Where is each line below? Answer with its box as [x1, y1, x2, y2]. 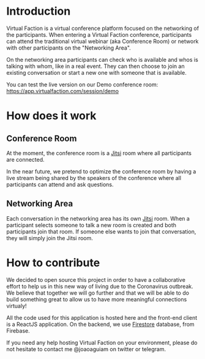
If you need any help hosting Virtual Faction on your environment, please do [6, 339, 198, 346]
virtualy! [6, 302, 27, 309]
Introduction [6, 4, 71, 18]
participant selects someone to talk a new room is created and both [6, 221, 176, 229]
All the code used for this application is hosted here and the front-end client [6, 314, 198, 321]
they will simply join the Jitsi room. [6, 234, 94, 241]
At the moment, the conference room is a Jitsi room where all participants [6, 149, 192, 157]
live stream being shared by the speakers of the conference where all [6, 174, 182, 181]
